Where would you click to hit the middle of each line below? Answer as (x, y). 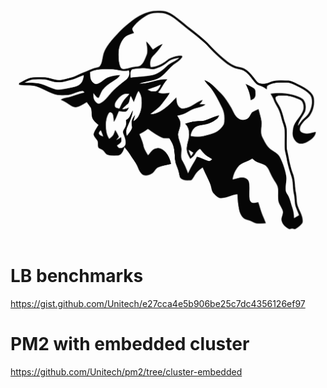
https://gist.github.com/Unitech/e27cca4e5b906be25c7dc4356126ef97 (158, 303)
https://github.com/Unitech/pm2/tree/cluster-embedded (126, 371)
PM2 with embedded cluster (130, 343)
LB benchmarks (77, 276)
